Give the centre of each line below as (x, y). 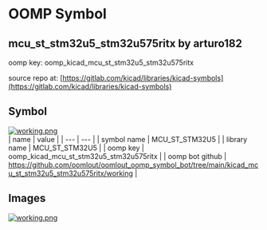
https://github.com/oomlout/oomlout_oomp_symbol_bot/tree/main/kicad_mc (133, 165)
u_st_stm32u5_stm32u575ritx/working (71, 173)
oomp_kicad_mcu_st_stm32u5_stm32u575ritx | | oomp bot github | (118, 156)
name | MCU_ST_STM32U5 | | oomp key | (77, 148)
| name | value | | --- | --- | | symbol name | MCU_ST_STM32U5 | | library (128, 139)
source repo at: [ (35, 78)
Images (27, 198)
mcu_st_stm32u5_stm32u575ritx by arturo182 (126, 44)
